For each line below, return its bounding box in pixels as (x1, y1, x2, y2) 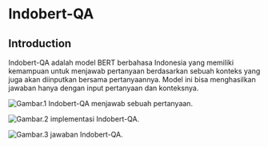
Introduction (8, 37, 72, 50)
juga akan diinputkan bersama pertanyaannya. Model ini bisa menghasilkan (8, 75, 256, 84)
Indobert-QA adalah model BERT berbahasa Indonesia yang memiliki (8, 58, 234, 67)
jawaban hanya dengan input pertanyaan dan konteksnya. (8, 83, 199, 93)
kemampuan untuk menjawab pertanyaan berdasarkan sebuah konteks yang (8, 66, 261, 76)
